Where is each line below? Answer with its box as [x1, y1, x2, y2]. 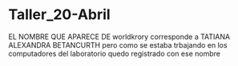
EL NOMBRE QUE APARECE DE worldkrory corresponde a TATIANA [8, 32, 231, 41]
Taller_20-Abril [8, 6, 111, 24]
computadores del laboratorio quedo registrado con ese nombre [8, 49, 220, 58]
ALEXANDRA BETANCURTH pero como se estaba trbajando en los [8, 40, 228, 49]
